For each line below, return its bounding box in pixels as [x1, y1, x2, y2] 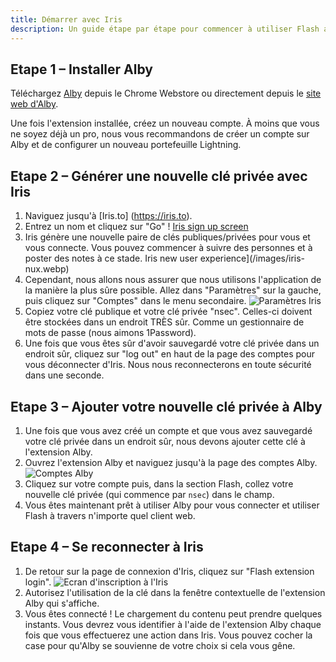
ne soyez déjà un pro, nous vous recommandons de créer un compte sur [10, 128, 310, 140]
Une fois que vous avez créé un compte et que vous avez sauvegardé [24, 424, 313, 436]
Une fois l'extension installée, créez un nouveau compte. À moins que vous [10, 117, 320, 130]
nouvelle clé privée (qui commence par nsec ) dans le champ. [24, 488, 275, 500]
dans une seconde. [24, 369, 105, 381]
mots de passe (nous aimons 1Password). [24, 327, 197, 339]
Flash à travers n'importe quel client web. [24, 509, 196, 521]
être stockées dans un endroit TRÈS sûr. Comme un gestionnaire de [24, 316, 305, 328]
